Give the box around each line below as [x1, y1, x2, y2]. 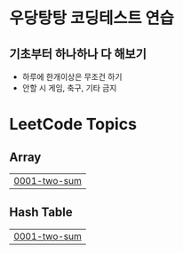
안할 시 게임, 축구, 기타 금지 [21, 83, 117, 93]
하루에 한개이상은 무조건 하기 [21, 72, 123, 82]
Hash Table [9, 205, 73, 220]
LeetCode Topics [9, 115, 138, 134]
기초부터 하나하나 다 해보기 [9, 46, 147, 61]
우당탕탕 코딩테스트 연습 [9, 8, 175, 28]
